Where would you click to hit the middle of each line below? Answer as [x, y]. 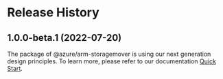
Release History [53, 13]
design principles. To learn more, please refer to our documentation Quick [111, 61]
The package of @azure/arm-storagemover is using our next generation [109, 54]
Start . [15, 68]
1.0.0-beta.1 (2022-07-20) [64, 38]
